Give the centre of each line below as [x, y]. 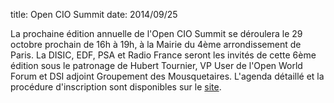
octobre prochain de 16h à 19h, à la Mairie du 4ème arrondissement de [156, 44]
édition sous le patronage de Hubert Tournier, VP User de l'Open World [156, 65]
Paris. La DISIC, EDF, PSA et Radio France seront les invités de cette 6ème [163, 55]
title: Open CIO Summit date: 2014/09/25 [94, 14]
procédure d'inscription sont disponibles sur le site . [116, 87]
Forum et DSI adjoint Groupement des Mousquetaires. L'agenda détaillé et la [167, 76]
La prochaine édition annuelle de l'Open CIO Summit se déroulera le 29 [156, 33]
